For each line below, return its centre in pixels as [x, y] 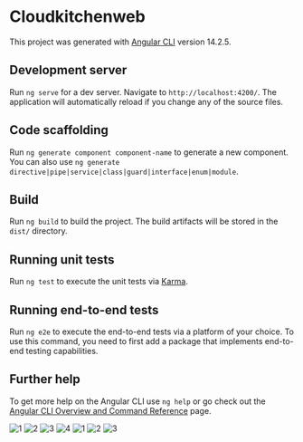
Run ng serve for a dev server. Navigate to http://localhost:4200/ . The [143, 91]
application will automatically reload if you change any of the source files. [146, 101]
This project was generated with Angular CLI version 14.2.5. [120, 42]
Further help [45, 379]
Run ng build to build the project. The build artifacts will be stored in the [144, 221]
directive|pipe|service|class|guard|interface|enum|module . [124, 171]
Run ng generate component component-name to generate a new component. [149, 152]
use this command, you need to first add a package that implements [136, 341]
